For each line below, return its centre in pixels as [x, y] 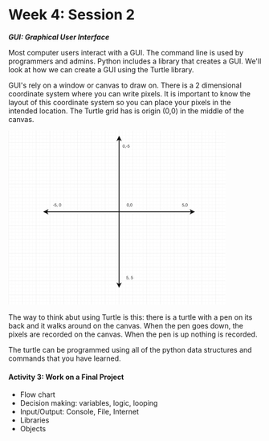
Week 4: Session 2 [71, 15]
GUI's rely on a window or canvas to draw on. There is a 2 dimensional [125, 85]
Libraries [35, 420]
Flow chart [38, 394]
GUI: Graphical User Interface [59, 37]
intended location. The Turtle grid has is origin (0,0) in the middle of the [126, 111]
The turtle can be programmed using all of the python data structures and [130, 349]
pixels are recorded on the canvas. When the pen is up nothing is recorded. [133, 334]
